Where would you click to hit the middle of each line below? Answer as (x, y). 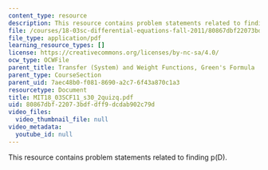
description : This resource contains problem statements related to (124, 23)
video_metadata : (35, 127)
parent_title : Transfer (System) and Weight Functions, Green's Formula (132, 68)
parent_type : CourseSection (55, 75)
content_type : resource (48, 16)
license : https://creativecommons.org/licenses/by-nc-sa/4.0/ (114, 53)
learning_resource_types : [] (57, 45)
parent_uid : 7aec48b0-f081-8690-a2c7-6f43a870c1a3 (94, 82)
